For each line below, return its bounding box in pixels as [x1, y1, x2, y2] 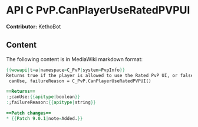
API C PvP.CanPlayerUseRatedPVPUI [6, 4, 190, 17]
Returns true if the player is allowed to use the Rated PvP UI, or [6, 72, 178, 78]
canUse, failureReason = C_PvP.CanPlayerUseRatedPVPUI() [8, 78, 151, 84]
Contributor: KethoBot [6, 23, 61, 30]
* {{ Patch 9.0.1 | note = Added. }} [6, 115, 83, 121]
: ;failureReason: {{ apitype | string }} [6, 99, 96, 106]
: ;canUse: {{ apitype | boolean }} [6, 94, 81, 100]
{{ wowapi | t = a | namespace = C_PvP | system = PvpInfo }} [6, 67, 126, 73]
